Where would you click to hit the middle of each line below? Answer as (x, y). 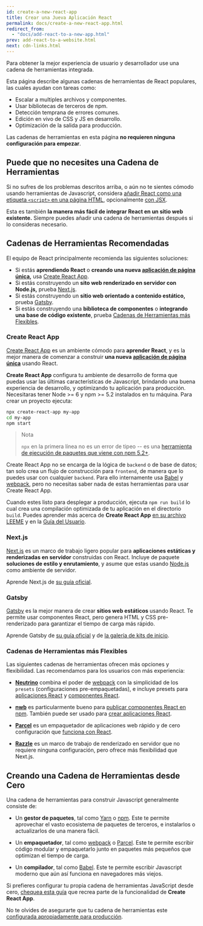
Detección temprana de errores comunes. (67, 112)
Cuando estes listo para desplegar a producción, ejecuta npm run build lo (98, 502)
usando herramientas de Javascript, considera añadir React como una (94, 193)
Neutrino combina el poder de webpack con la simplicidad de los (97, 683)
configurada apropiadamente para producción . (65, 917)
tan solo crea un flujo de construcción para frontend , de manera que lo (95, 471)
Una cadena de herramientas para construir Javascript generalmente (92, 800)
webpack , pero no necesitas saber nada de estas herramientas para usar (98, 484)
